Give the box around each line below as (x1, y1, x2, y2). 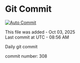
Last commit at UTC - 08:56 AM (5, 34, 69, 40)
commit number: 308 (5, 53, 47, 59)
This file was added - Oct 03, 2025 (5, 29, 76, 35)
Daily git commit (5, 43, 38, 49)
